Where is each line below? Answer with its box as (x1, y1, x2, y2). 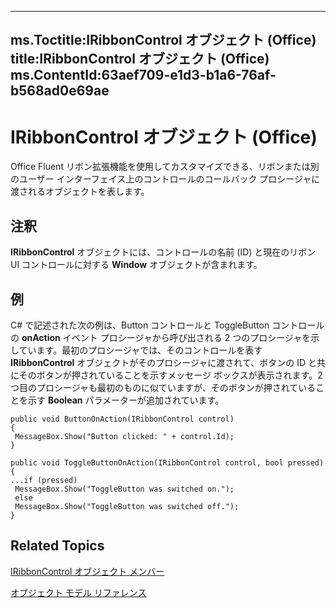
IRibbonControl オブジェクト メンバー (10, 565, 165, 577)
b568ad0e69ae (10, 82, 110, 100)
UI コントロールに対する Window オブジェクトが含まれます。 (10, 259, 263, 271)
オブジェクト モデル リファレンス (10, 586, 147, 598)
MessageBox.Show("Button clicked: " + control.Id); (14, 431, 235, 441)
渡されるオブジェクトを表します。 (10, 186, 150, 198)
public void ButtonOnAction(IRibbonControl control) (10, 414, 235, 424)
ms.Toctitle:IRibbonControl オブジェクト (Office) (10, 32, 317, 49)
